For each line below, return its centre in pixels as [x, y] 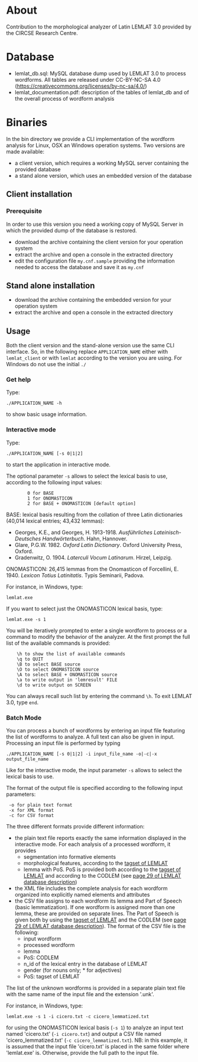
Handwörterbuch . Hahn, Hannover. [85, 538]
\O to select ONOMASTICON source [58, 669]
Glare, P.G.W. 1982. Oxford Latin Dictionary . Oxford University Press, [98, 545]
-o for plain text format [40, 805]
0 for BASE [41, 493]
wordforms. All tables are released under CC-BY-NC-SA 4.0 [87, 79]
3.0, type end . [22, 702]
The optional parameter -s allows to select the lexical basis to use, [87, 476]
